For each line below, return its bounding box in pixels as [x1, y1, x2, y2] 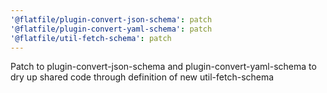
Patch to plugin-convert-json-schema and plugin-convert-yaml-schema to [10, 61, 317, 73]
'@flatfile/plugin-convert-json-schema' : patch [10, 14, 213, 25]
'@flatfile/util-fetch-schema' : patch [10, 33, 172, 43]
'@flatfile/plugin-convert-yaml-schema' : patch [10, 24, 213, 34]
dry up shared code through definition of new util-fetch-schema [10, 71, 275, 83]
